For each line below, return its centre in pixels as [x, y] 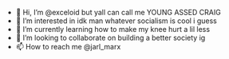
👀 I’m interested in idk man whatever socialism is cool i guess [116, 21]
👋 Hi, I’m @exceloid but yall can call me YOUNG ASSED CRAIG [118, 12]
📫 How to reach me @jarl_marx [68, 47]
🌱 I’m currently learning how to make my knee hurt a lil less [113, 29]
